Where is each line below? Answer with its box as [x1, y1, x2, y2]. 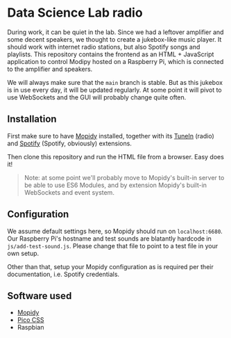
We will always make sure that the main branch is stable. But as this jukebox [7, 78, 223, 86]
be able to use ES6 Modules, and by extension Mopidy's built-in [24, 181, 207, 189]
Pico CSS [17, 316, 44, 324]
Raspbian [17, 323, 44, 332]
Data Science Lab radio [7, 5, 144, 21]
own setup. [7, 249, 40, 257]
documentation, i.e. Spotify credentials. [7, 270, 120, 278]
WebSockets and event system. [24, 188, 114, 196]
